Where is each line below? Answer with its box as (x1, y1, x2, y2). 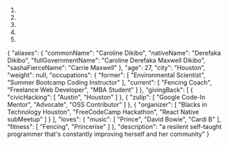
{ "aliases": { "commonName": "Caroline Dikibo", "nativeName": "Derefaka (7, 49, 221, 57)
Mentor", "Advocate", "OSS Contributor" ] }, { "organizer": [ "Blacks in (7, 101, 207, 108)
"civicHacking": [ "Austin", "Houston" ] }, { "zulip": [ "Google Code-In (7, 93, 206, 101)
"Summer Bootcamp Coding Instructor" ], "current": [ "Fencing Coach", (7, 78, 212, 86)
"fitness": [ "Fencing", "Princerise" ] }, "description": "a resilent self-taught (7, 123, 222, 130)
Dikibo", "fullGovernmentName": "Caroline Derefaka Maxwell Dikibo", (7, 56, 206, 65)
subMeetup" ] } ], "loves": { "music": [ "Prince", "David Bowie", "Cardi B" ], (7, 115, 221, 123)
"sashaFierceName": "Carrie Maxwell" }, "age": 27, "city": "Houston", (7, 64, 206, 71)
